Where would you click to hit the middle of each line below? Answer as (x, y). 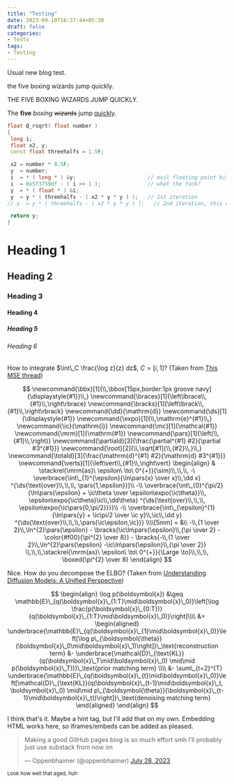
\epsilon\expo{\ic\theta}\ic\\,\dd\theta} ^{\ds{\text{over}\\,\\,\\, (117, 500)
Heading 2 (30, 276)
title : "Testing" (32, 14)
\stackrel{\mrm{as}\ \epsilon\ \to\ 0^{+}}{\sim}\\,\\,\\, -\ (117, 470)
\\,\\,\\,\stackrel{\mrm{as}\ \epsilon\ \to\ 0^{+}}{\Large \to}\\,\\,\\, (117, 552)
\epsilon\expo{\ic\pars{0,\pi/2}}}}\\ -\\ (72, 508)
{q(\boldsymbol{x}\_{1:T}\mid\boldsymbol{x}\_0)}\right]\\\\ (112, 616)
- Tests (18, 40)
